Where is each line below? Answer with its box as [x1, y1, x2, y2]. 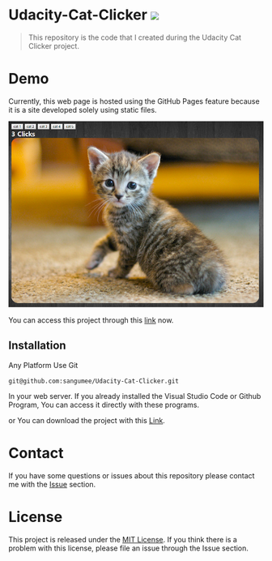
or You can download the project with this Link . [8, 415, 166, 425]
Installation [8, 339, 66, 353]
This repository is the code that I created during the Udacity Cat [28, 32, 241, 42]
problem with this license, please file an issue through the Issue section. [8, 543, 249, 553]
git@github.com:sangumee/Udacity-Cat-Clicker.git [8, 377, 180, 385]
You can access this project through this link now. [8, 315, 174, 325]
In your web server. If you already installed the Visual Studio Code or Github [8, 391, 261, 400]
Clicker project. [28, 41, 79, 50]
